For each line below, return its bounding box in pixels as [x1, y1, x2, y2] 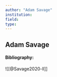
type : [5, 21, 16, 27]
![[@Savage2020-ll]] [5, 65, 47, 71]
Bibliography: [5, 54, 34, 61]
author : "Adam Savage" [5, 7, 52, 13]
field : [5, 17, 19, 22]
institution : [5, 12, 32, 17]
